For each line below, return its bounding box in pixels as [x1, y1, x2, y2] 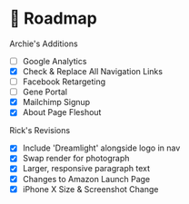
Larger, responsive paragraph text [22, 163, 151, 174]
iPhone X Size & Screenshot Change [22, 183, 159, 194]
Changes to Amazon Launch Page [22, 173, 151, 184]
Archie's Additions [9, 38, 79, 49]
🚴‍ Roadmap [9, 8, 97, 29]
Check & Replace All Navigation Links [22, 66, 164, 76]
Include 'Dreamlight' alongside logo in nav [22, 142, 181, 153]
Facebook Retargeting [22, 76, 106, 87]
